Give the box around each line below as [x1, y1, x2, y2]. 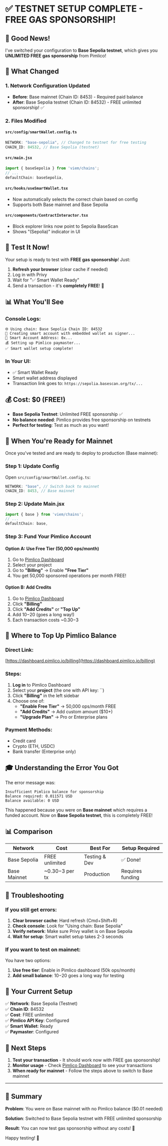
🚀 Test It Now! [5, 243, 49, 252]
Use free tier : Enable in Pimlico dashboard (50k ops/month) [12, 967, 136, 973]
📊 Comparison [5, 827, 53, 836]
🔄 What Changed [5, 67, 59, 76]
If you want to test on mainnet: [5, 946, 81, 953]
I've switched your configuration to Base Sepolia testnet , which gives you [5, 47, 158, 53]
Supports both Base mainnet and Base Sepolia [12, 202, 108, 208]
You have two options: [5, 958, 51, 964]
